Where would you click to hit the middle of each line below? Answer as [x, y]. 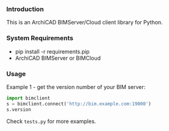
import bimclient [28, 98]
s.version [19, 109]
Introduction [25, 9]
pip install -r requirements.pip [52, 51]
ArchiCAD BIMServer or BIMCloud [58, 58]
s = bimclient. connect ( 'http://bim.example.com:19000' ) [79, 104]
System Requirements [40, 38]
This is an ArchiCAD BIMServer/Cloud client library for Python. [84, 23]
